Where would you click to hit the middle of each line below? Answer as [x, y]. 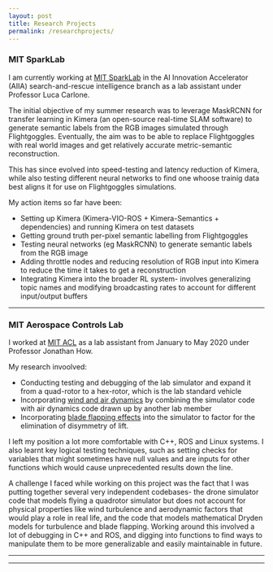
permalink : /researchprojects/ [61, 31]
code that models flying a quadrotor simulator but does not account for [127, 500]
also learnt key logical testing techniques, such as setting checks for [123, 450]
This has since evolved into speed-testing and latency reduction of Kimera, [134, 169]
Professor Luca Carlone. [49, 94]
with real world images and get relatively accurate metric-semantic [121, 145]
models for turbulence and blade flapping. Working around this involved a [132, 526]
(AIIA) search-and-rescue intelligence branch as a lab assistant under [125, 85]
